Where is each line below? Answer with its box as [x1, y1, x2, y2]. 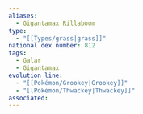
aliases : [8, 11, 38, 20]
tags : [8, 49, 27, 57]
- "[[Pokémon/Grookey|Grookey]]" [15, 79, 128, 87]
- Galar [15, 57, 42, 65]
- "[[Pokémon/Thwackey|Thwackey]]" [15, 86, 136, 95]
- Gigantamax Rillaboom [15, 19, 95, 27]
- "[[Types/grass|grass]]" [15, 34, 107, 43]
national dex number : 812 [8, 42, 95, 50]
